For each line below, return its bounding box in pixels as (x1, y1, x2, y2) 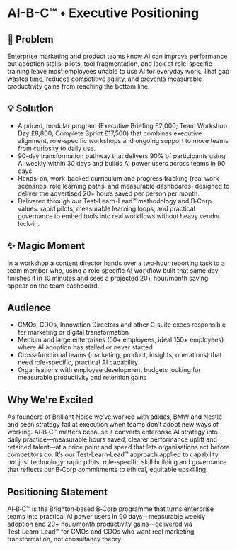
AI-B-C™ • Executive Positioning (7, 5, 200, 21)
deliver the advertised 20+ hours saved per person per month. (17, 189, 200, 198)
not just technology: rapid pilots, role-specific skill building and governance (7, 458, 227, 466)
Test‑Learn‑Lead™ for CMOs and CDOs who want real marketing (7, 527, 195, 536)
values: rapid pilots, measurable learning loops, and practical (17, 204, 196, 213)
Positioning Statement (7, 486, 108, 498)
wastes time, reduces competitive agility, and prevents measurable (7, 74, 202, 83)
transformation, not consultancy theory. (7, 535, 123, 544)
